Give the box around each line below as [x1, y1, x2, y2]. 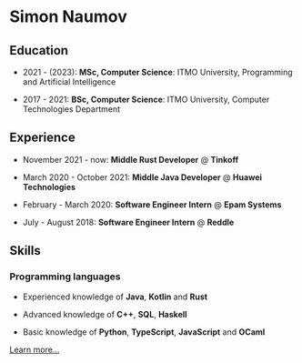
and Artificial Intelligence [22, 76, 116, 87]
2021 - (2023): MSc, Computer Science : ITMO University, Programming [22, 66, 293, 77]
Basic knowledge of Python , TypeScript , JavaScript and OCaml [22, 326, 266, 338]
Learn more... [9, 344, 60, 355]
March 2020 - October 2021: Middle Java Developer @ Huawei [22, 171, 262, 183]
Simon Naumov [9, 6, 127, 27]
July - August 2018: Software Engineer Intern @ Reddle [22, 217, 235, 227]
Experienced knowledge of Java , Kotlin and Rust [22, 291, 207, 302]
